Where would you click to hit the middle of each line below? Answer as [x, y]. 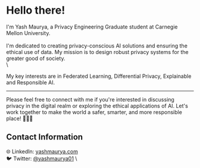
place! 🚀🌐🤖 [20, 118]
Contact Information [45, 137]
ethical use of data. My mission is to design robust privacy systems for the [97, 52]
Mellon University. [28, 33]
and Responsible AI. [31, 82]
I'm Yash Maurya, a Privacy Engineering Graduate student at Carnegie [92, 27]
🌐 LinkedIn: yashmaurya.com [42, 151]
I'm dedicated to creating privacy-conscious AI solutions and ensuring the [97, 46]
